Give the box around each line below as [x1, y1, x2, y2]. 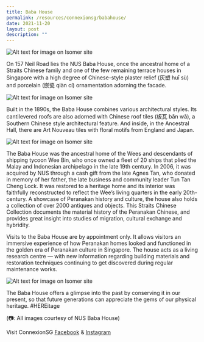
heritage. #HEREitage [6, 302, 60, 310]
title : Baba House [6, 9, 53, 15]
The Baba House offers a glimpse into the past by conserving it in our [6, 289, 181, 297]
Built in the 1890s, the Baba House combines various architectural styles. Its [6, 106, 197, 113]
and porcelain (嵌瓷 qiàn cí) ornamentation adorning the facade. [6, 82, 167, 89]
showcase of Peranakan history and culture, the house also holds [33, 195, 198, 203]
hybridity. [6, 221, 30, 229]
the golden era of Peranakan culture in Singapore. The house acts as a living [6, 246, 199, 253]
